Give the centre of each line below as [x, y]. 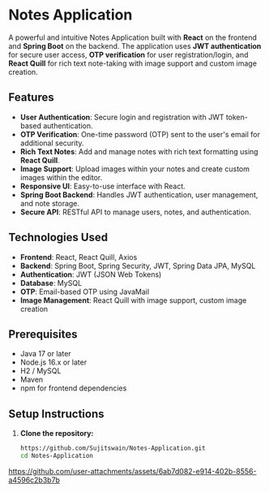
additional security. [52, 143]
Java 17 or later [45, 354]
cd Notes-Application [56, 456]
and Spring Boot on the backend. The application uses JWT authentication [135, 45]
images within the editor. [61, 177]
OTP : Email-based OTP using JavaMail [85, 291]
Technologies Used [58, 237]
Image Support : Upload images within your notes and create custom [134, 169]
